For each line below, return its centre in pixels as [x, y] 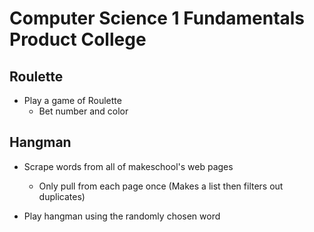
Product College [78, 39]
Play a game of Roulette [72, 100]
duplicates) [62, 196]
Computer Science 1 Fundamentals [157, 18]
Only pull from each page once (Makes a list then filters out [161, 186]
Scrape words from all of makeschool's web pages [128, 166]
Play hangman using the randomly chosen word [122, 216]
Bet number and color [83, 111]
